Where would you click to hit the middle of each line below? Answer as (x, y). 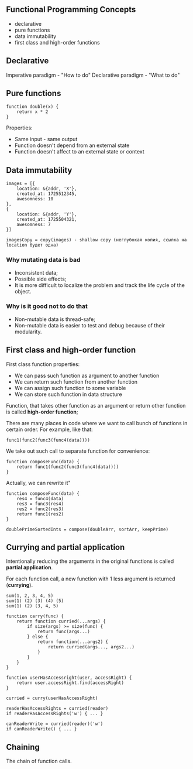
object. (23, 291)
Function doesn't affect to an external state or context (79, 152)
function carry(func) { (35, 616)
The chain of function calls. (39, 761)
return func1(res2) (40, 514)
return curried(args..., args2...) (91, 647)
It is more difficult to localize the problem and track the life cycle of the (100, 285)
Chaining (23, 747)
